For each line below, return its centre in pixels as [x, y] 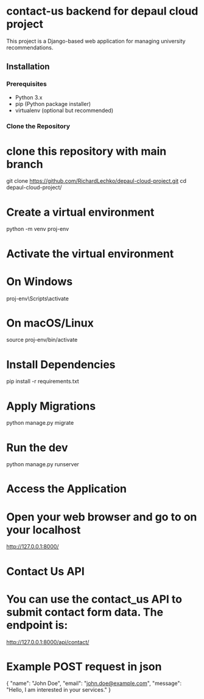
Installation [28, 67]
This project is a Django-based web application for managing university [96, 41]
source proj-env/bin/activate [42, 340]
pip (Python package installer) [53, 104]
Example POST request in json [84, 666]
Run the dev [37, 448]
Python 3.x [29, 97]
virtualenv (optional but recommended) [64, 110]
